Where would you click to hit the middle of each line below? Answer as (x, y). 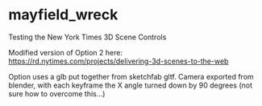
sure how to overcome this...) (57, 93)
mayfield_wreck (63, 15)
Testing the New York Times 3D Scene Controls (87, 37)
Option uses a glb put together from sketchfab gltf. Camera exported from (131, 76)
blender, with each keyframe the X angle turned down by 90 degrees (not (130, 85)
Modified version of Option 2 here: (66, 52)
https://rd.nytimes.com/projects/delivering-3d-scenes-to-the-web (119, 61)
